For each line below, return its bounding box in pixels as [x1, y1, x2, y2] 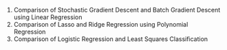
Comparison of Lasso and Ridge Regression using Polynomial [13, 21, 188, 28]
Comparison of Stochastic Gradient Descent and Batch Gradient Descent [13, 6, 221, 14]
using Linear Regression [13, 13, 83, 21]
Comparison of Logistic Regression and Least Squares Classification [13, 35, 208, 43]
